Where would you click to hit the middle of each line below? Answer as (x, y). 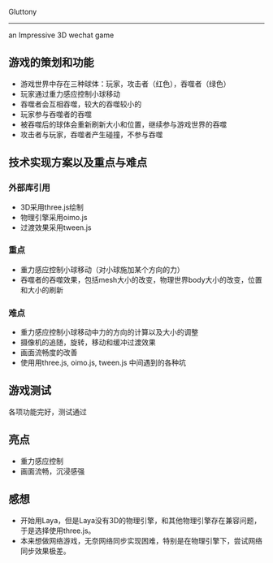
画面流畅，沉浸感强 (52, 471)
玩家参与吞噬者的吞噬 (56, 114)
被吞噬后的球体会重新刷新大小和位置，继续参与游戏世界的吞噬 (123, 124)
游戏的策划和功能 (51, 63)
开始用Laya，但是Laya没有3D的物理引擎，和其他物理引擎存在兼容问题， (141, 520)
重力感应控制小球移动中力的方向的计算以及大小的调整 (109, 332)
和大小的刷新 (41, 290)
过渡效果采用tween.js (56, 227)
